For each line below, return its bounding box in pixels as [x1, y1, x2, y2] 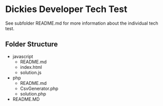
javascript [12, 53, 33, 59]
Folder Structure [5, 40, 58, 49]
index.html [20, 64, 42, 70]
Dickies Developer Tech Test [5, 4, 128, 15]
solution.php [20, 90, 46, 96]
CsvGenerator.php [20, 85, 59, 91]
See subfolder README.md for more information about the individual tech [5, 20, 158, 26]
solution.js [20, 69, 42, 75]
